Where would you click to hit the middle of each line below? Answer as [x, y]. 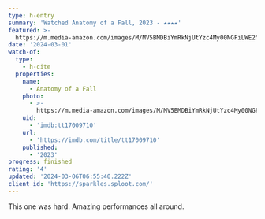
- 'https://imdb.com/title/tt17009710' [94, 140]
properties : [35, 74]
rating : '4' [28, 169]
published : [40, 147]
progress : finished [40, 162]
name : [32, 81]
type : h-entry [32, 15]
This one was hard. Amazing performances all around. [96, 206]
